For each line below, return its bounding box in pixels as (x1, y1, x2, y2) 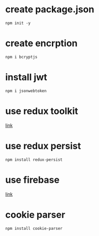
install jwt (5, 72, 47, 83)
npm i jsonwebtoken (5, 88, 47, 93)
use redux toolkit (5, 105, 78, 117)
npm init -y (5, 20, 31, 26)
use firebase (5, 174, 60, 185)
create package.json (5, 4, 94, 15)
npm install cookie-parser (5, 226, 63, 231)
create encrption (5, 37, 78, 49)
